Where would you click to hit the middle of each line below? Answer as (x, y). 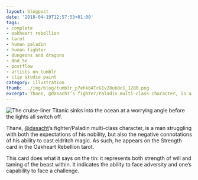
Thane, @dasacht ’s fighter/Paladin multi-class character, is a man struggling (99, 128)
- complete (20, 28)
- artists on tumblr (32, 72)
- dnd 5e (17, 61)
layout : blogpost (27, 11)
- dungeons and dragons (35, 55)
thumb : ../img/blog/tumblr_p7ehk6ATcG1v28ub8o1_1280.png (78, 88)
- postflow (20, 66)
